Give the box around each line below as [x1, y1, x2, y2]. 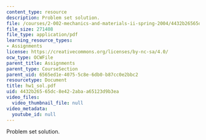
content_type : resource [6, 9, 67, 15]
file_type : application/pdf [6, 32, 78, 38]
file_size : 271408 [6, 26, 53, 32]
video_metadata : [6, 105, 48, 112]
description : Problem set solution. [6, 15, 100, 21]
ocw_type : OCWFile [6, 54, 53, 61]
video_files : [6, 94, 40, 100]
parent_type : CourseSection [6, 65, 78, 72]
